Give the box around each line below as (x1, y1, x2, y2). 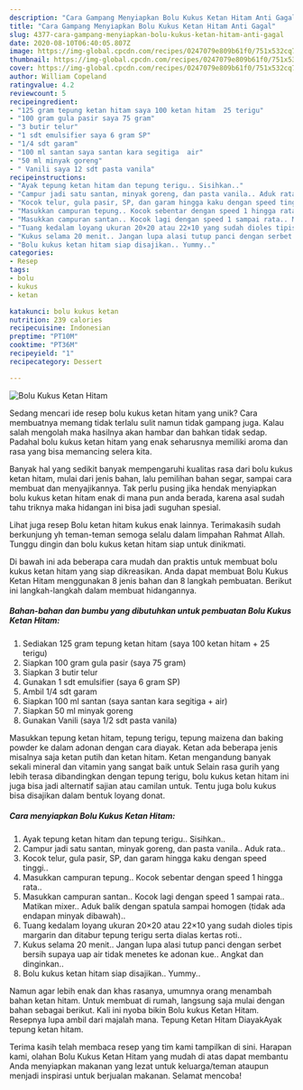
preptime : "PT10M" (9, 332, 78, 342)
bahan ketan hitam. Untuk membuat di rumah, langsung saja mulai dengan (9, 995, 286, 1006)
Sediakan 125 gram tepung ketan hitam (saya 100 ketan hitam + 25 (22, 638, 271, 649)
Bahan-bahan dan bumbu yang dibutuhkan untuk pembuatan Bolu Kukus (9, 606, 291, 616)
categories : (9, 249, 54, 258)
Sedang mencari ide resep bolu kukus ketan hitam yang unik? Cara (9, 408, 258, 418)
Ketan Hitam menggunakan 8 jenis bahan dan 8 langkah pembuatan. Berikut (9, 575, 292, 586)
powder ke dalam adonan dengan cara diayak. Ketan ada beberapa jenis (9, 742, 278, 753)
